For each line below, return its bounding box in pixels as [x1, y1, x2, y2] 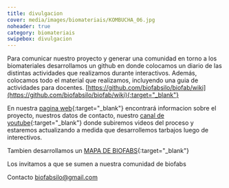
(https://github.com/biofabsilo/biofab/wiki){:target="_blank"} [7, 91, 179, 99]
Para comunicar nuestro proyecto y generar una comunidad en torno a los [7, 54, 217, 62]
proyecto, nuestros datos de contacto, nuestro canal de [7, 111, 165, 120]
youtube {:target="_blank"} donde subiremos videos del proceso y [7, 119, 194, 127]
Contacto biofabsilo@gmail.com [7, 173, 98, 182]
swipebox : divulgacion [7, 36, 72, 43]
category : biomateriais [7, 29, 76, 36]
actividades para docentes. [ [7, 84, 88, 92]
